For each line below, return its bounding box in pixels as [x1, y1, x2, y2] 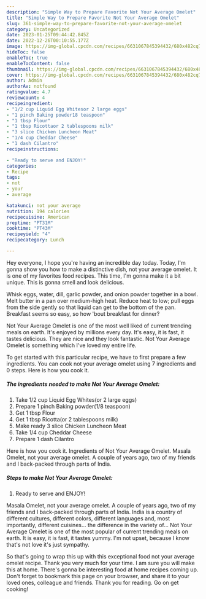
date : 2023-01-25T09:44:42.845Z [6, 32, 89, 38]
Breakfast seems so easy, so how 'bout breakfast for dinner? [6, 310, 160, 317]
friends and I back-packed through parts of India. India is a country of [6, 508, 183, 515]
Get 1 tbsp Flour [15, 409, 56, 417]
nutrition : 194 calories [6, 208, 70, 214]
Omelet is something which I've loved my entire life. [6, 342, 137, 349]
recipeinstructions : [6, 146, 59, 152]
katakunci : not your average [6, 202, 81, 209]
